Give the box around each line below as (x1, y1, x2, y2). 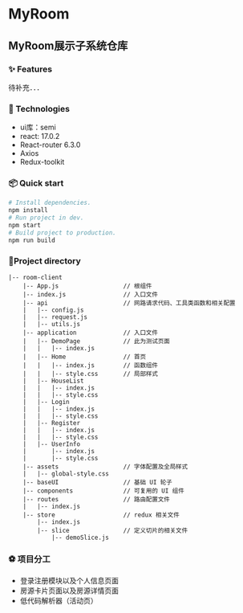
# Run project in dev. (8, 214, 84, 222)
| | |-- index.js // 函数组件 (22, 362, 159, 370)
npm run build (8, 236, 56, 244)
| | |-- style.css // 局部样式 (22, 370, 159, 378)
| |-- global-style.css (22, 470, 110, 478)
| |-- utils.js (22, 321, 81, 329)
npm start (8, 222, 42, 230)
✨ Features (8, 63, 53, 75)
